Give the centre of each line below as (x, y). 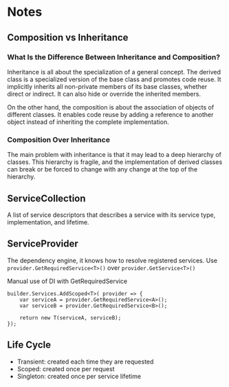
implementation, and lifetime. (48, 222)
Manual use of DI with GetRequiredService (67, 281)
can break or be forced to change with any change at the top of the (102, 169)
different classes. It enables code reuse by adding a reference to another (110, 114)
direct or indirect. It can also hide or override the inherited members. (104, 94)
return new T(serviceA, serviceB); (70, 317)
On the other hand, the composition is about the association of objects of (111, 107)
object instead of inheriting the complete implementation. (88, 122)
